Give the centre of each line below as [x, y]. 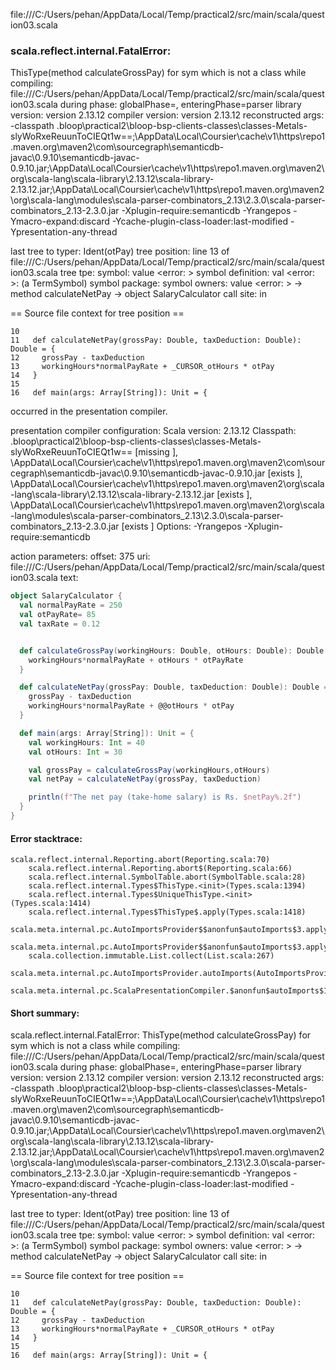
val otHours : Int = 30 [75, 752]
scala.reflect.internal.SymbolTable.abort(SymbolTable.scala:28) [167, 877]
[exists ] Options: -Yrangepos [181, 526]
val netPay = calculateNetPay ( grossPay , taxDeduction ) [145, 779]
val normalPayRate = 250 [71, 605]
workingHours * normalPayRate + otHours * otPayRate [136, 660]
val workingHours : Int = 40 [86, 742]
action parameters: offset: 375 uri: [80, 556]
